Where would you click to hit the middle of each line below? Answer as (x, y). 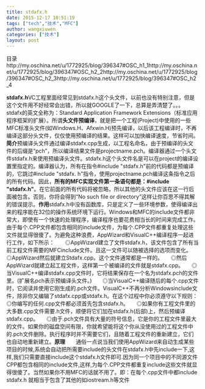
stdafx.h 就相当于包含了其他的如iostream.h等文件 (68, 380)
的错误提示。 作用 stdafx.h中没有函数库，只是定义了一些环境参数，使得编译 (99, 204)
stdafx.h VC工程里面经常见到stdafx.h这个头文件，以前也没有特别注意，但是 (101, 97)
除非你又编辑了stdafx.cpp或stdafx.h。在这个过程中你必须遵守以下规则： (107, 296)
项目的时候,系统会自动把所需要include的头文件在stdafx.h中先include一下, (98, 349)
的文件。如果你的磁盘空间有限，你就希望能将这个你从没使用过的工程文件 (97, 326)
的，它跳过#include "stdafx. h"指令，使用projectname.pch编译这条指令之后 (101, 174)
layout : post (23, 40)
